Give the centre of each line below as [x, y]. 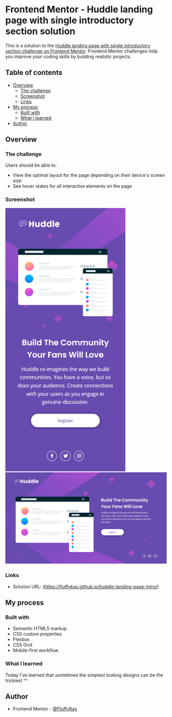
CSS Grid [22, 645]
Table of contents [34, 73]
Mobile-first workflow [36, 650]
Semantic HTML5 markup [40, 629]
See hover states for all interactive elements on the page [72, 186]
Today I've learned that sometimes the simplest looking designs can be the [84, 675]
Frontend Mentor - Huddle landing [79, 10]
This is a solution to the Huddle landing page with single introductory [78, 45]
